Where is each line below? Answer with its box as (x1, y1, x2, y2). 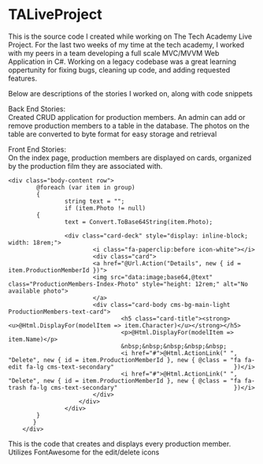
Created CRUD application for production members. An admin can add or (8, 112, 246, 122)
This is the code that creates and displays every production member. (8, 439, 232, 448)
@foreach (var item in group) (36, 183, 135, 191)
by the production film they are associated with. (8, 161, 163, 170)
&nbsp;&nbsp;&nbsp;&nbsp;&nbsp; (120, 342, 227, 350)
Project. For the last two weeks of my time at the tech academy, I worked (8, 39, 245, 49)
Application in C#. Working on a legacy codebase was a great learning (8, 57, 237, 66)
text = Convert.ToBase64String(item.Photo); (64, 218, 213, 226)
